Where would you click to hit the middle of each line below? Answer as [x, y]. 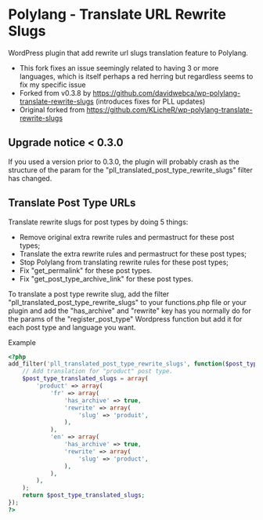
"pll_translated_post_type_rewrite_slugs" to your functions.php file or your [127, 302]
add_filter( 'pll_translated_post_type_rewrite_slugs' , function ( [117, 364]
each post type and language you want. [72, 327]
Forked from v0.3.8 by [55, 93]
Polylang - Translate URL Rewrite [117, 15]
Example [22, 342]
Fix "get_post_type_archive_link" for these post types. [106, 278]
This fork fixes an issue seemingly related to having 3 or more [119, 67]
